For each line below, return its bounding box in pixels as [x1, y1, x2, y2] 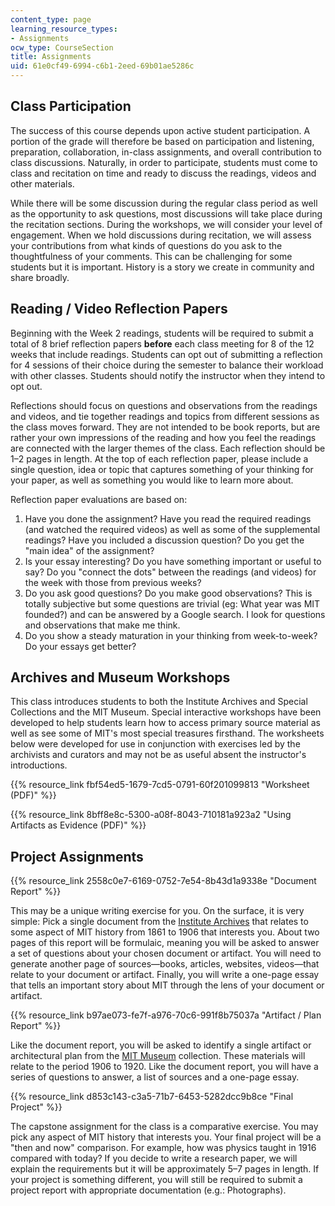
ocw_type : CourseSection [10, 42, 114, 53]
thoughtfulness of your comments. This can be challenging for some [10, 250, 293, 262]
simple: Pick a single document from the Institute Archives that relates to [10, 916, 309, 928]
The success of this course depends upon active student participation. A [10, 124, 311, 136]
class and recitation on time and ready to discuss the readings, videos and [10, 167, 317, 179]
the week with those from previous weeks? [24, 576, 202, 588]
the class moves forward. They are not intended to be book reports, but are [10, 421, 321, 433]
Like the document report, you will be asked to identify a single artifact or [10, 1039, 312, 1051]
